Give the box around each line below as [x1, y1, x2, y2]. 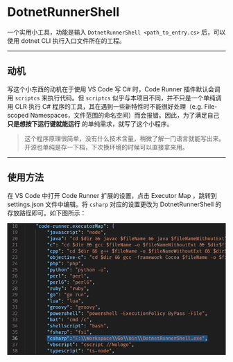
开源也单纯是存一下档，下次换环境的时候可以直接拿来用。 [24, 143, 189, 151]
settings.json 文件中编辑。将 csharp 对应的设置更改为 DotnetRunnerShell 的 [7, 200, 222, 208]
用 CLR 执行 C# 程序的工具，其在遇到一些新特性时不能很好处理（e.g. [7, 102, 203, 111]
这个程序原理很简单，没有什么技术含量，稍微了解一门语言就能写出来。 [24, 134, 225, 143]
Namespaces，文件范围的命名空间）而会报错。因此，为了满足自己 [30, 111, 220, 119]
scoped [7, 111, 29, 119]
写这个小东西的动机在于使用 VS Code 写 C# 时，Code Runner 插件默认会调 [7, 84, 221, 93]
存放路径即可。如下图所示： [7, 208, 87, 217]
